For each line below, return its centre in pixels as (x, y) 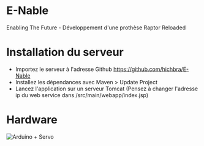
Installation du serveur (65, 52)
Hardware (32, 120)
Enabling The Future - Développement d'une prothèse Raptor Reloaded (96, 27)
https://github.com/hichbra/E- (151, 69)
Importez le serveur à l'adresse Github (63, 69)
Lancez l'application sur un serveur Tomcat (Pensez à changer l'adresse (106, 89)
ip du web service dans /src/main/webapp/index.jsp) (82, 95)
